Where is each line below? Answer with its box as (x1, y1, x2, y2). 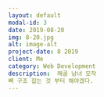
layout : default (8, 11, 61, 20)
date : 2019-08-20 (8, 26, 65, 34)
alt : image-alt (8, 41, 58, 48)
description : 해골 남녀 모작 (8, 70, 97, 77)
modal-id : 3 (8, 19, 47, 27)
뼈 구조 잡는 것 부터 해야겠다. (8, 77, 94, 84)
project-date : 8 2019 (8, 48, 79, 56)
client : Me (8, 56, 44, 63)
